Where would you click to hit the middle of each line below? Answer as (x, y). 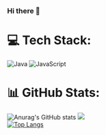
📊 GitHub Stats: (54, 93)
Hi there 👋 (24, 11)
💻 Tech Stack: (49, 41)
